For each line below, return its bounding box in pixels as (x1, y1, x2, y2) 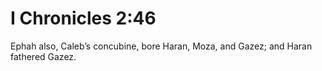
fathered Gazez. (10, 50, 77, 62)
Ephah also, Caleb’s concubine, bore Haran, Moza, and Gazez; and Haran (10, 40, 313, 52)
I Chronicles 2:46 (10, 7, 157, 30)
